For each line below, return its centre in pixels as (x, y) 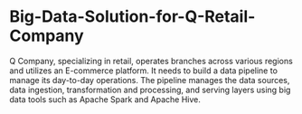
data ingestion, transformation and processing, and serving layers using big (150, 90)
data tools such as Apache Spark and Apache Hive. (105, 99)
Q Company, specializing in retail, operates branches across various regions (151, 61)
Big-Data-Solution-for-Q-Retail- (132, 17)
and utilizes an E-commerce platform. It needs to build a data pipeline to (144, 71)
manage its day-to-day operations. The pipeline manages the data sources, (150, 80)
